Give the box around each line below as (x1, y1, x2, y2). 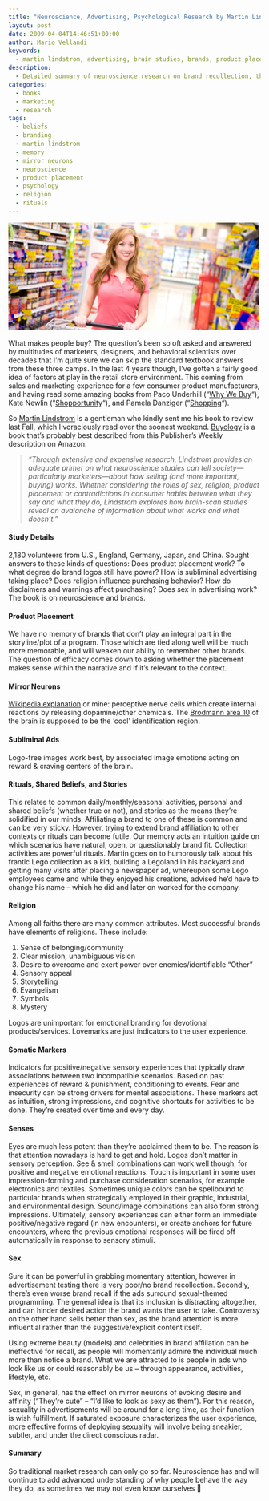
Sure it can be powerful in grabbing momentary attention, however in (8, 1271, 236, 1281)
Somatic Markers (8, 1045, 66, 1054)
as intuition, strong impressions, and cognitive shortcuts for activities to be (8, 1097, 255, 1107)
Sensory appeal (19, 969, 72, 978)
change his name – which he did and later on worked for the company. (8, 882, 241, 892)
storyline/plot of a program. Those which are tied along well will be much (8, 637, 249, 647)
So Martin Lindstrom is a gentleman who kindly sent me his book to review (8, 413, 254, 423)
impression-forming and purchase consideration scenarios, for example (8, 1175, 246, 1185)
